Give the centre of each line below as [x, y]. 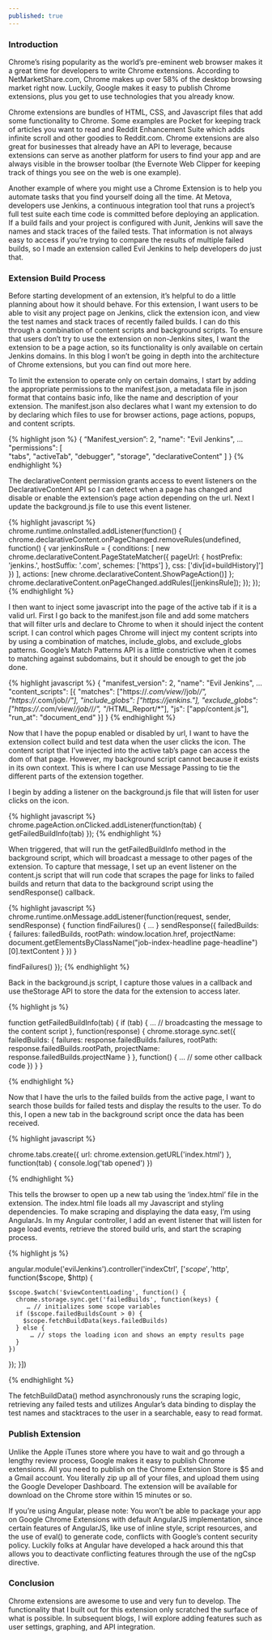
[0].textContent [34, 951]
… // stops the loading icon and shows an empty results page [137, 1335]
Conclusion [32, 1583]
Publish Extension [45, 1434]
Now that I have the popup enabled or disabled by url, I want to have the [129, 733]
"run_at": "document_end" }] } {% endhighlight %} [92, 718]
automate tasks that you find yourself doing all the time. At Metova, [120, 196]
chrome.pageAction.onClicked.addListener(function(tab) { [105, 825]
